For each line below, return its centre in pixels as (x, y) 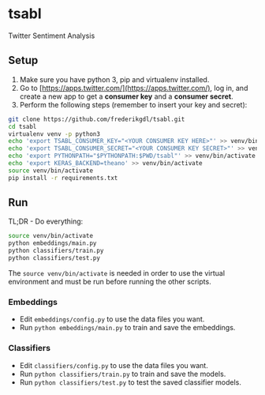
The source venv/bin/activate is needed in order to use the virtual (117, 273)
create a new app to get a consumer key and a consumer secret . (127, 96)
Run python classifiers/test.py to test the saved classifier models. (131, 382)
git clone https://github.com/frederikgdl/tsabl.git (97, 119)
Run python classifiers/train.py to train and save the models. (123, 374)
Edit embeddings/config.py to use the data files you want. (112, 319)
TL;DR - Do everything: (46, 221)
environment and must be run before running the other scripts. (110, 281)
